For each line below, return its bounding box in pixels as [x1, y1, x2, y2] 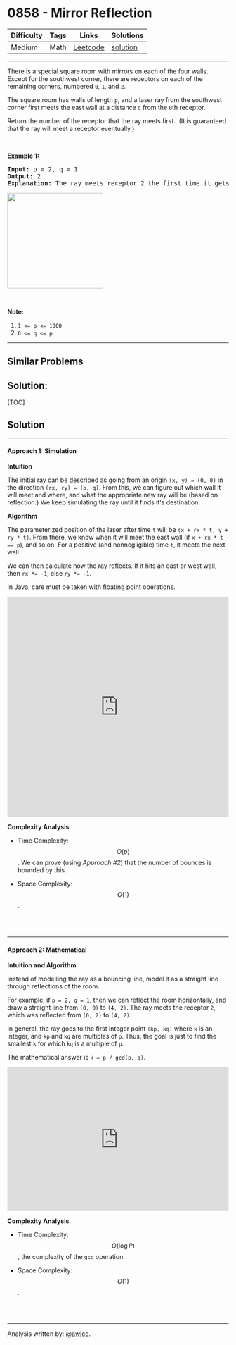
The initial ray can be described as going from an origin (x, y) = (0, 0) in [7, 476, 223, 484]
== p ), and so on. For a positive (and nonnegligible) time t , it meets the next [7, 540, 226, 549]
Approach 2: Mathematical [7, 946, 87, 954]
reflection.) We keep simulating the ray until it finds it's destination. [7, 498, 200, 507]
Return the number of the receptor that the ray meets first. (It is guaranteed [7, 116, 227, 125]
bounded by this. [17, 866, 67, 874]
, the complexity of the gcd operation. [17, 1253, 125, 1261]
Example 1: [7, 151, 40, 160]
